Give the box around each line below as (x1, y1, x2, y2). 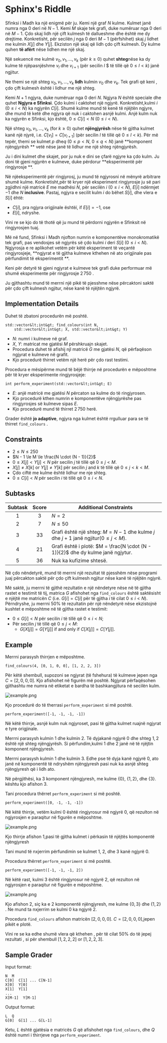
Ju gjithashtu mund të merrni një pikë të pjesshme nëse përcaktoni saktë (5, 280, 154, 286)
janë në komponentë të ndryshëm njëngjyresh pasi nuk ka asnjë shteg (5, 761, 149, 767)
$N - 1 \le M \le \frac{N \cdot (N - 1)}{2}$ (12, 454, 96, 460)
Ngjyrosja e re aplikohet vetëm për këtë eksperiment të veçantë (5, 245, 135, 251)
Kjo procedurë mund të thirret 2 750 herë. (12, 406, 97, 412)
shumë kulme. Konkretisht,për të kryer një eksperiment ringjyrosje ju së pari (5, 179, 161, 185)
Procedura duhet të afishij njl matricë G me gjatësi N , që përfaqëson (12, 346, 152, 352)
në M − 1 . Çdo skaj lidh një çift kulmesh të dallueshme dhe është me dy (5, 30, 151, 36)
